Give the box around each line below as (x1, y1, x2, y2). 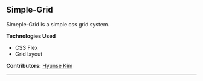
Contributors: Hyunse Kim (6, 62, 73, 69)
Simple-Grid (6, 5, 53, 15)
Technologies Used (6, 32, 56, 40)
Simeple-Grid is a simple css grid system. (6, 20, 110, 28)
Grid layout (14, 50, 43, 58)
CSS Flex (14, 44, 38, 51)
